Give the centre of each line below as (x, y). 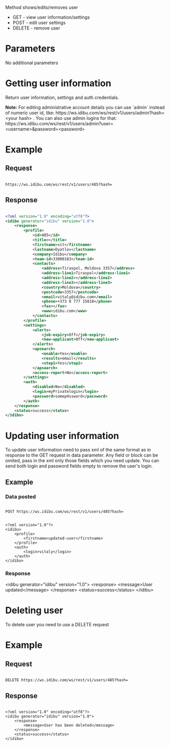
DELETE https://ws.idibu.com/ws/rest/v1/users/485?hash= (67, 680)
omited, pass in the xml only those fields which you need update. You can (82, 461)
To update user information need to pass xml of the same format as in (78, 450)
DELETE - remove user (36, 28)
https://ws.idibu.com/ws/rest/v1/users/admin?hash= (110, 113)
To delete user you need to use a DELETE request (57, 625)
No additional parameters (32, 63)
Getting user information (58, 83)
